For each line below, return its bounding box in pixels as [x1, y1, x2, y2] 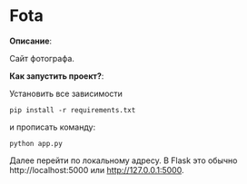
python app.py [9, 139, 64, 148]
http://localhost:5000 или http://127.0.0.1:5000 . [9, 164, 184, 175]
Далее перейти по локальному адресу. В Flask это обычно [9, 155, 238, 166]
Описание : [9, 35, 53, 46]
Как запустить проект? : [9, 70, 104, 82]
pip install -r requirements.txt [9, 105, 136, 114]
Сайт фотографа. [9, 53, 75, 63]
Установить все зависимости [9, 88, 123, 99]
